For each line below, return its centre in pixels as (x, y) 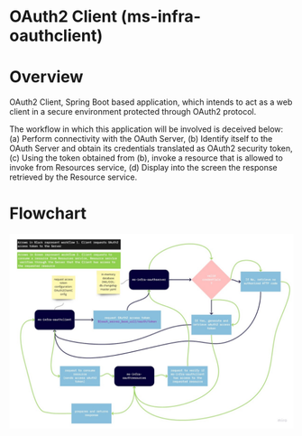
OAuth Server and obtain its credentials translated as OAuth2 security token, (151, 148)
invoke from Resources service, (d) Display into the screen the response (143, 168)
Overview (46, 77)
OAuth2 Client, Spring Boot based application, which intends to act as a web (151, 102)
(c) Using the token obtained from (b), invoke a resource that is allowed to (146, 158)
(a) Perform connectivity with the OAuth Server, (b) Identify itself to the (141, 139)
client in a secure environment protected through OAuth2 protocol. (133, 112)
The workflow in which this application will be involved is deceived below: (146, 129)
